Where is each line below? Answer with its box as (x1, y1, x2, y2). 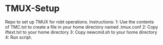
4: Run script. (5, 34, 32, 40)
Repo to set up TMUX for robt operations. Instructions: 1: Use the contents (5, 19, 154, 25)
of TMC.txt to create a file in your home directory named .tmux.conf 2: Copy (5, 24, 159, 30)
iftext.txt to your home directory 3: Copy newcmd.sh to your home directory (5, 29, 158, 35)
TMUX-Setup (5, 3, 60, 14)
